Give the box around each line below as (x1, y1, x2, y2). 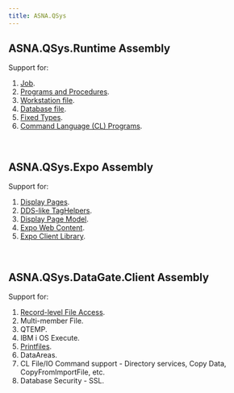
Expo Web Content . (19, 223, 85, 233)
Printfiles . (19, 341, 52, 351)
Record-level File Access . (19, 308, 106, 317)
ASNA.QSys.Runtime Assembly (8, 42, 171, 56)
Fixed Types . (19, 113, 63, 122)
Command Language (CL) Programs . (19, 122, 143, 131)
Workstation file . (19, 96, 75, 105)
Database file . (19, 104, 67, 114)
